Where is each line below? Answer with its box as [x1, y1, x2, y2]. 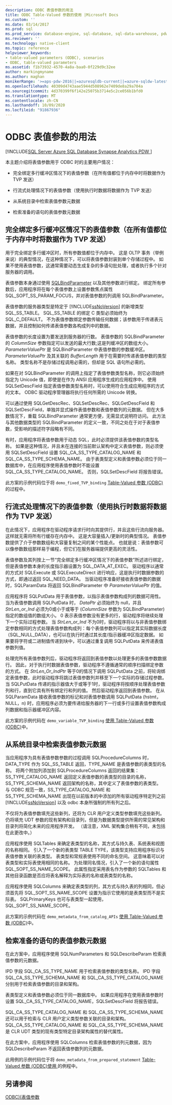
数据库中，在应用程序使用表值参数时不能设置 [5, 462, 100, 468]
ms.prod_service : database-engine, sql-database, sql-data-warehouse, [5, 31, 159, 36]
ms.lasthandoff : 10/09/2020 [5, 103, 66, 108]
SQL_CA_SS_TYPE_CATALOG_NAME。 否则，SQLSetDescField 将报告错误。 [5, 468, 166, 474]
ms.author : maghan [5, 74, 45, 79]
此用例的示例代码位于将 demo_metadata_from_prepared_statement [5, 1056, 141, 1063]
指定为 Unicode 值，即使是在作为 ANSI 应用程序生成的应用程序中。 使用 [5, 376, 157, 382]
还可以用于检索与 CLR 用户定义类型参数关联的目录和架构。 [5, 1015, 129, 1022]
